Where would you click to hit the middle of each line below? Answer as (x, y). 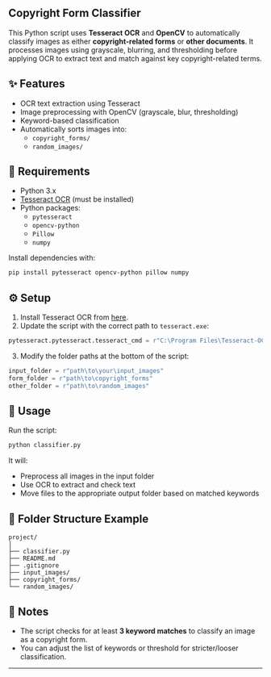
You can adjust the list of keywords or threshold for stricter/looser (129, 648)
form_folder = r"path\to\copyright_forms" (81, 378)
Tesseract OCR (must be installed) (77, 199)
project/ (23, 537)
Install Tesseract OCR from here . (74, 317)
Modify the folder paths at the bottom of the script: (104, 356)
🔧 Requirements (49, 171)
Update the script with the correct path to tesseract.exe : (115, 326)
